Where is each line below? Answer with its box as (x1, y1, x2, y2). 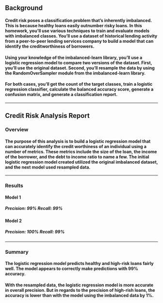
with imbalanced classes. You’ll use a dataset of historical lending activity (5, 33, 158, 38)
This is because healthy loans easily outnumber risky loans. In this (5, 22, 142, 28)
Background (5, 4, 43, 12)
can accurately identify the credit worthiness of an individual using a (5, 143, 147, 149)
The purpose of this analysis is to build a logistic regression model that (5, 138, 151, 144)
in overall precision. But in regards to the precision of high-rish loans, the (5, 287, 155, 293)
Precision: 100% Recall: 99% (5, 229, 65, 235)
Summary (5, 248, 29, 255)
